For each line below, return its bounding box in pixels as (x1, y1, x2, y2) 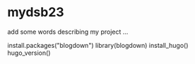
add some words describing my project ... (7, 27, 129, 36)
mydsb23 (7, 4, 65, 20)
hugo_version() (7, 49, 51, 57)
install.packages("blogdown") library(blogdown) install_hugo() (7, 41, 189, 49)
